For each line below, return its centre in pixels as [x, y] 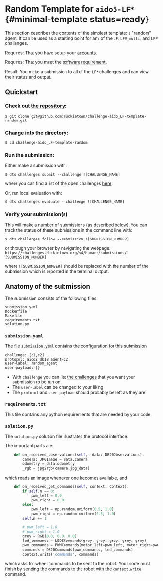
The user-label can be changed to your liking [58, 387]
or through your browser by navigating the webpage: [58, 248]
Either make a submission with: [36, 166]
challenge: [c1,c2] [25, 355]
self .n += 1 [35, 518]
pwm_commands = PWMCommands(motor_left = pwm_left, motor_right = [88, 545]
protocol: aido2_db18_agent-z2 [37, 359]
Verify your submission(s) [36, 214]
